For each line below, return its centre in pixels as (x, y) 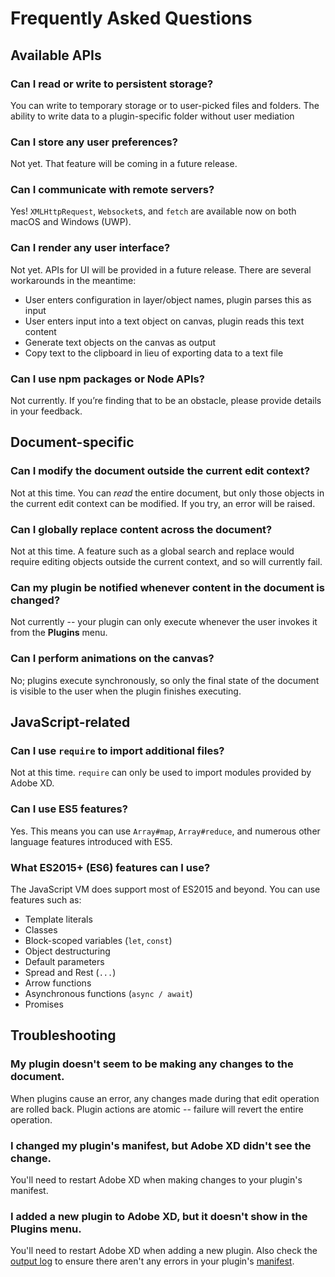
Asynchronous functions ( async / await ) (108, 993)
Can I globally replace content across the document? (141, 529)
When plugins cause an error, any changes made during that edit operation (165, 1098)
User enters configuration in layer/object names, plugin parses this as (168, 299)
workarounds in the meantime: (73, 280)
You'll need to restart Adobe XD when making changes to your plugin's (156, 1179)
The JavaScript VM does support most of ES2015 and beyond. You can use (165, 889)
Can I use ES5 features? (69, 809)
